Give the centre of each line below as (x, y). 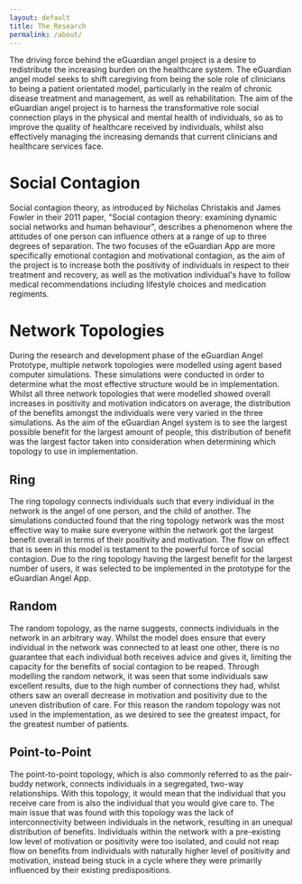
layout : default (40, 18)
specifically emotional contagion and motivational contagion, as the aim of (147, 256)
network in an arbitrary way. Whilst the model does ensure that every (137, 638)
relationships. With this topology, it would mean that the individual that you (147, 793)
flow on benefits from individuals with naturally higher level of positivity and (150, 851)
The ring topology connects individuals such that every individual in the (142, 502)
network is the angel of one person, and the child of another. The (130, 511)
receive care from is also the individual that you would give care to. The (142, 803)
